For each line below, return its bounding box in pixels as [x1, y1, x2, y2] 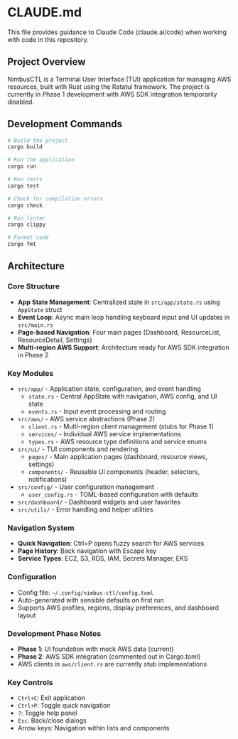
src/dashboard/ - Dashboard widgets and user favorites [17, 498, 181, 507]
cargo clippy [7, 221, 46, 228]
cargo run [7, 163, 37, 171]
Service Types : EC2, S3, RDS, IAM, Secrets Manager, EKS [17, 554, 188, 563]
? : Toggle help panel [17, 708, 77, 718]
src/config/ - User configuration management [17, 482, 155, 491]
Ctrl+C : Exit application [17, 694, 86, 702]
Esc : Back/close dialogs [17, 716, 87, 725]
